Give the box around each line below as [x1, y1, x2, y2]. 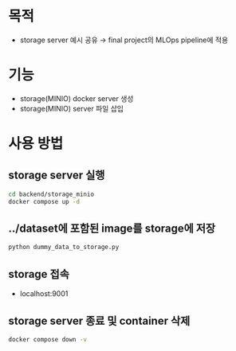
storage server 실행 [8, 169, 105, 182]
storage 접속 [8, 267, 69, 281]
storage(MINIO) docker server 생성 [19, 93, 134, 103]
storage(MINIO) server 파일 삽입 [19, 103, 124, 113]
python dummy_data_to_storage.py [8, 244, 120, 252]
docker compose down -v [8, 335, 88, 343]
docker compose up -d [8, 197, 81, 205]
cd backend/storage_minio [8, 190, 94, 198]
